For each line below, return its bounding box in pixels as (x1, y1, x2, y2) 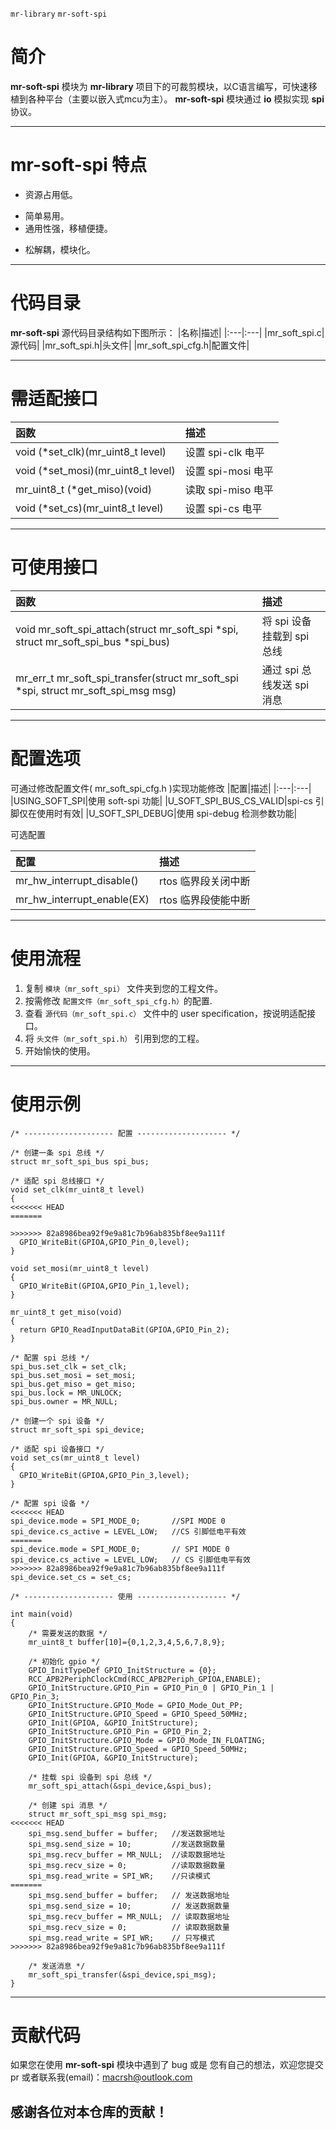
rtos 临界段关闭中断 (158, 874, 251, 888)
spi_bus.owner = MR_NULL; (10, 1396, 118, 1407)
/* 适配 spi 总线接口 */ (10, 1176, 105, 1186)
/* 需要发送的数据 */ (28, 1628, 108, 1638)
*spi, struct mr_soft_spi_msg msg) (15, 683, 177, 697)
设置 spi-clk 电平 (184, 445, 265, 459)
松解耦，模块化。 (24, 243, 96, 255)
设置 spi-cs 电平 (184, 501, 263, 515)
